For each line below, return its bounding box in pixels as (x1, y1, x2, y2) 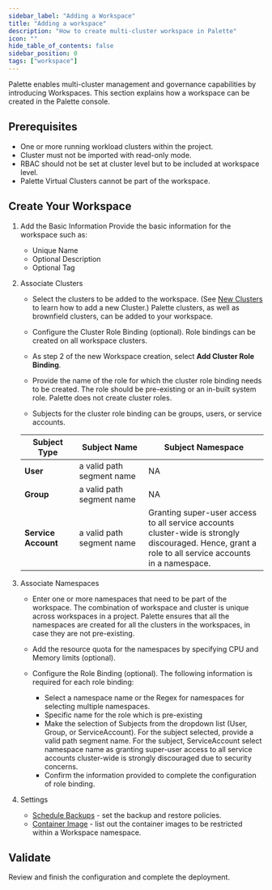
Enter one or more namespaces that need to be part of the (32, 593, 227, 604)
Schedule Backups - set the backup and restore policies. (32, 810, 222, 819)
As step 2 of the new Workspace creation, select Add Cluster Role (32, 351, 255, 361)
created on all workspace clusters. (32, 336, 148, 345)
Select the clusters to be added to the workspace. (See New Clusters (32, 293, 263, 304)
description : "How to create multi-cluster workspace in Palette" (8, 27, 237, 35)
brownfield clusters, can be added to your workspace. (32, 311, 213, 321)
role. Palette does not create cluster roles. (32, 392, 172, 402)
